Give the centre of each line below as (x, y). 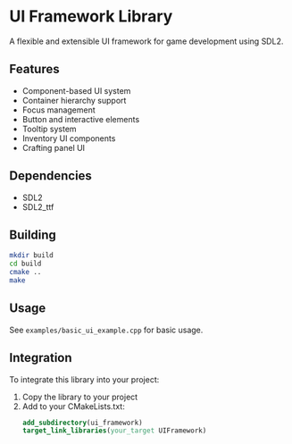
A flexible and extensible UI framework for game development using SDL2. (146, 41)
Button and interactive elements (81, 119)
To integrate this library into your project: (84, 379)
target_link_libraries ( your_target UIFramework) (114, 431)
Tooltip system (50, 129)
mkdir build (31, 256)
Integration (41, 358)
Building (33, 235)
